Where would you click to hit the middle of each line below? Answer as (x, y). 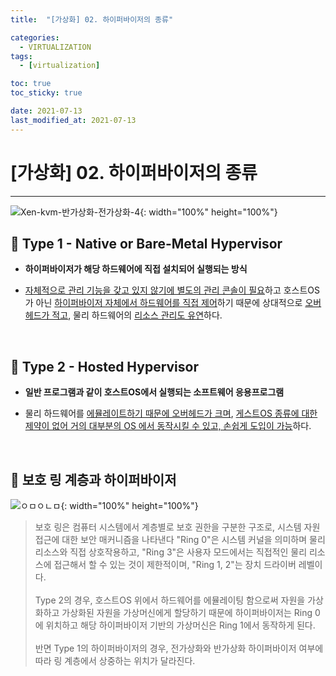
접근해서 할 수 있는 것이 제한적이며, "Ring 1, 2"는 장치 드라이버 (175, 564)
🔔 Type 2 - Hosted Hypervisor (105, 366)
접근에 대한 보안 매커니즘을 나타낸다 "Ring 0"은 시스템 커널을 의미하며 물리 (180, 539)
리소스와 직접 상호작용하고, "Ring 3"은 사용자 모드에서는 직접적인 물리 (171, 552)
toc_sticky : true (46, 93)
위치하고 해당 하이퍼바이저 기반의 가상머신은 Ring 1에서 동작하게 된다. (180, 625)
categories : (35, 37)
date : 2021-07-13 (46, 111)
